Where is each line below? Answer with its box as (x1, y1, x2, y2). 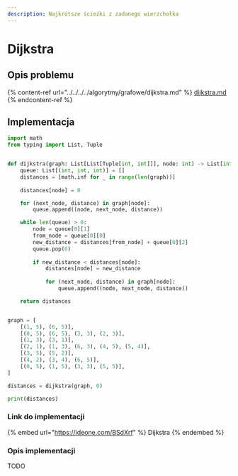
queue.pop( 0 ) (33, 245, 72, 253)
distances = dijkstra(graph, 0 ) (7, 382, 103, 389)
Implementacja (7, 116, 75, 128)
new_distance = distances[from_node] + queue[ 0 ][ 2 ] (33, 238, 189, 245)
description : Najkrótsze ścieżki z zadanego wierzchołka (7, 10, 179, 18)
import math (7, 135, 42, 142)
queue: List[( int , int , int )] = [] (20, 167, 125, 175)
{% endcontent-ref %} (7, 95, 73, 104)
